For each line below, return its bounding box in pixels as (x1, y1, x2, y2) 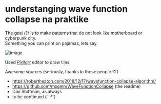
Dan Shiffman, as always (12, 88, 62, 94)
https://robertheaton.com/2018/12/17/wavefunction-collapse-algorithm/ (12, 78, 156, 84)
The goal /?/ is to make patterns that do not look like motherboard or (5, 30, 142, 36)
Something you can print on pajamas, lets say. (5, 40, 98, 46)
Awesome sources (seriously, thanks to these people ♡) (5, 68, 119, 74)
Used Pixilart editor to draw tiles (5, 59, 70, 65)
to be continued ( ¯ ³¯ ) (12, 94, 56, 100)
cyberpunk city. (5, 35, 37, 41)
